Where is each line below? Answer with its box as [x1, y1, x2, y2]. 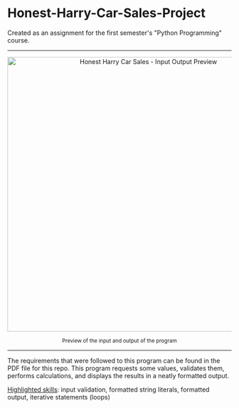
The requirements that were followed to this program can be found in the [7, 356, 221, 365]
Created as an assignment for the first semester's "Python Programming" [7, 28, 223, 37]
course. [7, 36, 30, 44]
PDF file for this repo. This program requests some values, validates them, [7, 364, 225, 372]
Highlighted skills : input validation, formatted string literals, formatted [7, 385, 210, 394]
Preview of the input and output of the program [62, 337, 177, 344]
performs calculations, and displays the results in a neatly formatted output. [7, 371, 230, 380]
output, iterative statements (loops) [7, 392, 110, 401]
